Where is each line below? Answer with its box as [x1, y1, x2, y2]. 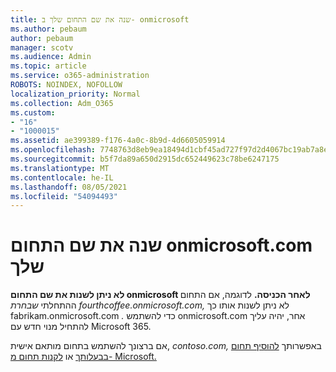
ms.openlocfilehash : [10, 145, 97, 155]
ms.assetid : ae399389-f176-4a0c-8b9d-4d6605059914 [10, 136, 226, 146]
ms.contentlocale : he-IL [10, 172, 114, 183]
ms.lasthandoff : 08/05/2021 [10, 182, 128, 192]
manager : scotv [10, 42, 74, 53]
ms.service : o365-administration [10, 71, 150, 81]
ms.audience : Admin [10, 52, 92, 62]
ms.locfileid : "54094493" [10, 191, 118, 201]
